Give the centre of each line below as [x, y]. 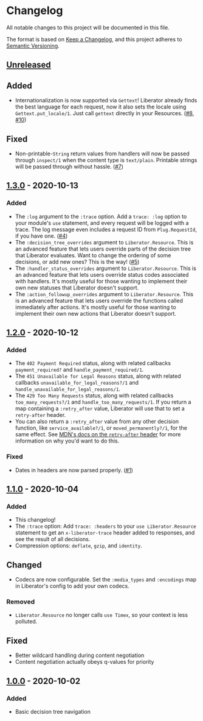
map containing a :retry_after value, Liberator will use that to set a [100, 408]
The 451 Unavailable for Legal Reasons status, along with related [98, 376]
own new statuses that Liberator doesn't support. [77, 288]
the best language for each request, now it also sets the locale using [101, 107]
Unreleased [29, 65]
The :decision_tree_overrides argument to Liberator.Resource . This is [104, 242]
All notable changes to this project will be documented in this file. [88, 27]
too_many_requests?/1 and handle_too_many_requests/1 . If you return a [103, 402]
